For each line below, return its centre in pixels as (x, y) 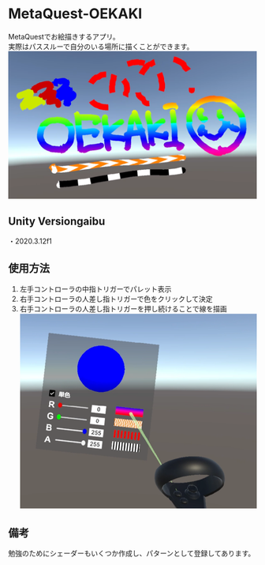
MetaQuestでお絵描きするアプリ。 (64, 36)
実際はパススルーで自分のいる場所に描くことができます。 (101, 46)
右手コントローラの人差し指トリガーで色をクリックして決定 (116, 299)
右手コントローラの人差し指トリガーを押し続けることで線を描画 (123, 308)
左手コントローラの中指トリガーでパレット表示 (95, 288)
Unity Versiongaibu (57, 221)
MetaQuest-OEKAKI (75, 14)
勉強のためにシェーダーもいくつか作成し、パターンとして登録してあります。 (132, 553)
